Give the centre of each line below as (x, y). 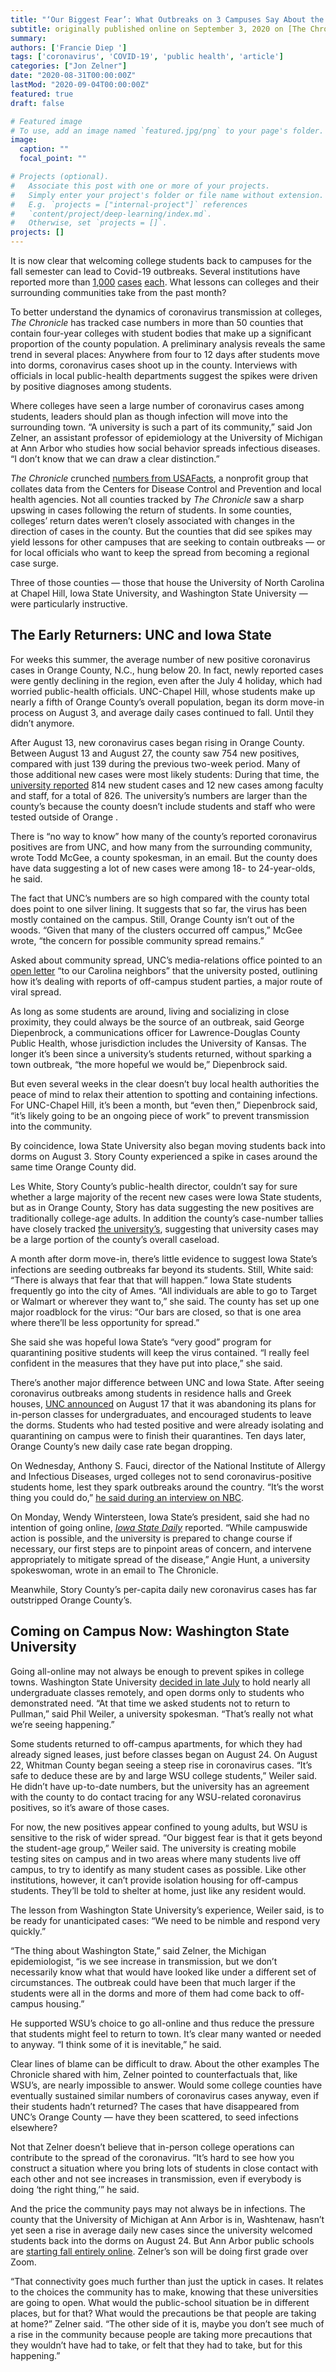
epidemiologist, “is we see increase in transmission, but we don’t (144, 1961)
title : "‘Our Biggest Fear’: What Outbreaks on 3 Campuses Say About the (167, 19)
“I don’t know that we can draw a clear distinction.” (115, 459)
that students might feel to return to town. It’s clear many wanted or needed (166, 2033)
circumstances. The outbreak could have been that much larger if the (153, 1982)
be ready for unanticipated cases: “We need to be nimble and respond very (165, 1920)
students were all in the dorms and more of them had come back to (149, 1993)
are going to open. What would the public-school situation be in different (160, 2302)
